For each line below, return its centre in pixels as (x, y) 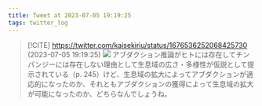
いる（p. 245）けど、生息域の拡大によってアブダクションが (151, 74)
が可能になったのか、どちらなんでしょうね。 (99, 93)
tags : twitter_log (38, 23)
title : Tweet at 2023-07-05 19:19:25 (70, 15)
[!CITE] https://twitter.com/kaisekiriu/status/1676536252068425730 (137, 45)
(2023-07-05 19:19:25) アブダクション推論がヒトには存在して (132, 54)
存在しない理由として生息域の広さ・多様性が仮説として (158, 64)
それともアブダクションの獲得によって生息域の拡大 (171, 84)
